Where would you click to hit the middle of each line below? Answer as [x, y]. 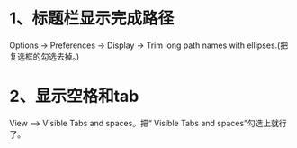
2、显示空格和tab [74, 97]
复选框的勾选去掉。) [45, 56]
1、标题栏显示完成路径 [92, 18]
